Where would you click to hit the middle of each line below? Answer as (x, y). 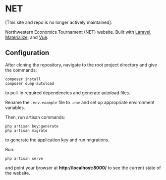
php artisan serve (24, 158)
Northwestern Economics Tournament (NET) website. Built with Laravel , (79, 32)
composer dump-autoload (30, 83)
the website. (18, 173)
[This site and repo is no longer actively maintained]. (59, 22)
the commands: (21, 70)
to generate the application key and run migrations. (57, 140)
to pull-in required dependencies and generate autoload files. (68, 93)
